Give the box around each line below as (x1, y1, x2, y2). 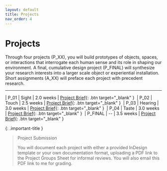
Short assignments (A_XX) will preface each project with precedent (5, 75, 143, 81)
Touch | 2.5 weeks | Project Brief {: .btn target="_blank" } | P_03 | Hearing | (5, 100, 159, 106)
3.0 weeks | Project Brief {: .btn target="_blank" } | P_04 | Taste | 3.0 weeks (5, 105, 160, 112)
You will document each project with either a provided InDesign (17, 145, 148, 151)
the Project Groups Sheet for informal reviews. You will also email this (17, 155, 160, 161)
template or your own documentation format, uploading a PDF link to (17, 150, 158, 156)
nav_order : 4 (5, 16, 32, 21)
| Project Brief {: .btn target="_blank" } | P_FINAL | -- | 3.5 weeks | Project (5, 111, 156, 116)
